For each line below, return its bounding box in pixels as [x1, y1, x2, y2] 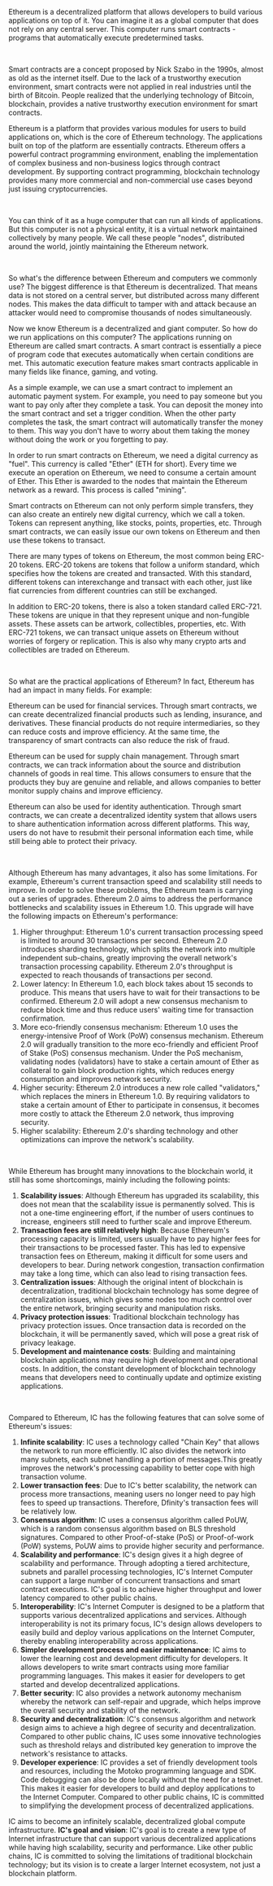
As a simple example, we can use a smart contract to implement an [8, 383, 233, 392]
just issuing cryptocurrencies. [8, 184, 108, 194]
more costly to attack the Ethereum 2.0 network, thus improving [19, 1109, 234, 1119]
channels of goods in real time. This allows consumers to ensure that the [8, 769, 252, 778]
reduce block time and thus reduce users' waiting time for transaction [19, 1005, 254, 1014]
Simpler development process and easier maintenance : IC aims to [19, 1645, 246, 1655]
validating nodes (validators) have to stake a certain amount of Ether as [19, 1057, 260, 1066]
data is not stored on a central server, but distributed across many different [8, 291, 260, 300]
